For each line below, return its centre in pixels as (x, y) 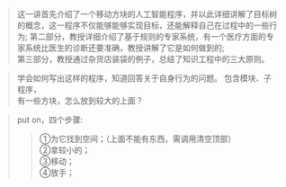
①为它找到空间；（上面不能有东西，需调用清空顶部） (138, 139)
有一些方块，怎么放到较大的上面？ (80, 101)
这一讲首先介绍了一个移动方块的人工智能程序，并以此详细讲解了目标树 (147, 14)
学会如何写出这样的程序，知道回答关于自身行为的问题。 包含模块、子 (144, 78)
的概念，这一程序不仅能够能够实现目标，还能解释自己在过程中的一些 (143, 25)
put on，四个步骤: (49, 120)
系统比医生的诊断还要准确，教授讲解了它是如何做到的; (125, 48)
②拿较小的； (65, 150)
